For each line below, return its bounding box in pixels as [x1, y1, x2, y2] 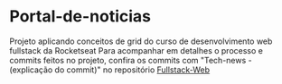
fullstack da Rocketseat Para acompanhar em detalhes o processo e [9, 45, 264, 55]
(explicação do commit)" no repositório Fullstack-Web [9, 64, 211, 75]
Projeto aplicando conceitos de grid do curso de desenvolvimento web [9, 36, 273, 46]
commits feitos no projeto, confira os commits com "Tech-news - [9, 55, 252, 65]
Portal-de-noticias [9, 6, 152, 27]
